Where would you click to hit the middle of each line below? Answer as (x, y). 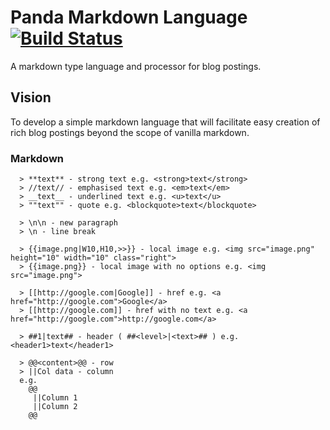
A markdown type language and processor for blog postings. (136, 66)
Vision (31, 97)
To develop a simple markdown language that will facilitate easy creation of (165, 122)
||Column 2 (55, 407)
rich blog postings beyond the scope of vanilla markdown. (130, 132)
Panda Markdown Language (129, 17)
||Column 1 (55, 398)
